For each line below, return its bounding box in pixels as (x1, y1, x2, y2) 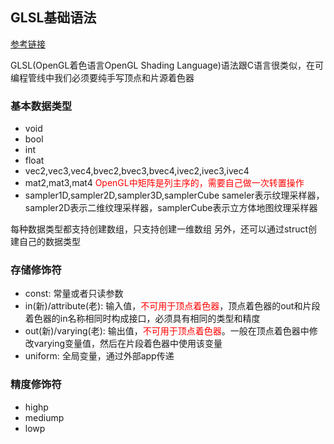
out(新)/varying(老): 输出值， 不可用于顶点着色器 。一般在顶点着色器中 (24, 325, 310, 337)
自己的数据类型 (18, 236, 81, 248)
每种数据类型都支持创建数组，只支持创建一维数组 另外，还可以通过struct (10, 223, 309, 235)
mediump (24, 411, 65, 423)
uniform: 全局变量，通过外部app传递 (24, 350, 175, 362)
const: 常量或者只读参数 (24, 288, 124, 300)
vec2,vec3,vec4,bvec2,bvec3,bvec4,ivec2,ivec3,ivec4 (24, 165, 250, 177)
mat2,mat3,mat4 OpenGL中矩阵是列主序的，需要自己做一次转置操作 (24, 177, 305, 189)
